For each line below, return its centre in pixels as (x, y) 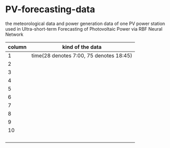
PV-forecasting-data (50, 9)
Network (15, 34)
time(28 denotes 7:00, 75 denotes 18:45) (82, 56)
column (17, 47)
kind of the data (82, 47)
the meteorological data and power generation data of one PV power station (85, 23)
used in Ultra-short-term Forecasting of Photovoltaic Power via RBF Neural (84, 29)
